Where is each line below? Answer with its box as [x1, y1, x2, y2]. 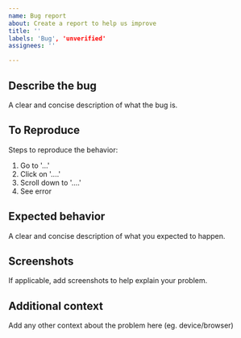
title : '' [8, 27, 42, 35]
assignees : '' [8, 42, 56, 50]
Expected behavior [8, 210, 106, 223]
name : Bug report [8, 11, 67, 20]
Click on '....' [19, 169, 61, 178]
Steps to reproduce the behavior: [8, 144, 118, 154]
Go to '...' [19, 161, 50, 170]
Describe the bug [8, 78, 97, 93]
